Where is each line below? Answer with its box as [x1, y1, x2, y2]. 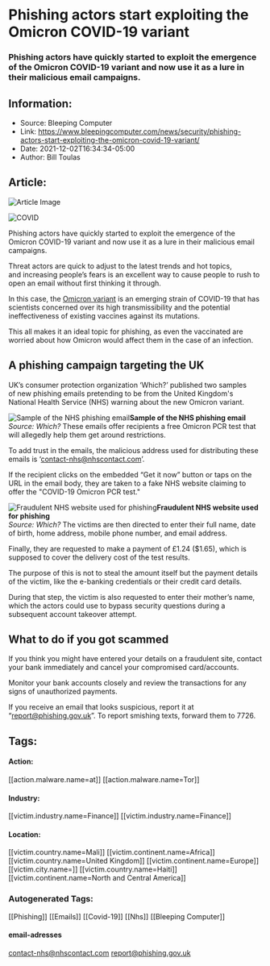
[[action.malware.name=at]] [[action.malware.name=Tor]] [8, 774, 200, 784]
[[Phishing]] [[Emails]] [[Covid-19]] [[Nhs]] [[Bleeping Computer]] [8, 911, 226, 921]
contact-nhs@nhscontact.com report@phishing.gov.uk [8, 947, 191, 957]
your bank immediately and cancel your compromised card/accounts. [8, 663, 239, 672]
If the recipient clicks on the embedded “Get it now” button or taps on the [8, 469, 252, 479]
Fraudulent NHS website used [156, 502, 260, 512]
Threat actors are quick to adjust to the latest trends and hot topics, [8, 260, 232, 271]
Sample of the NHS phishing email [129, 413, 247, 423]
